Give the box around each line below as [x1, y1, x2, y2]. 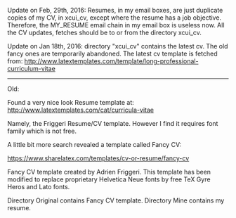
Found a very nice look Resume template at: [7, 98, 135, 106]
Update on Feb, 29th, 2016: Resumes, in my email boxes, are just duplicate [7, 6, 223, 14]
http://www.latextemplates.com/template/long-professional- [24, 57, 199, 65]
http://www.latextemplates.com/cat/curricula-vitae [7, 105, 155, 114]
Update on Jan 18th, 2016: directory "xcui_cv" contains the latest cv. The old [7, 42, 228, 50]
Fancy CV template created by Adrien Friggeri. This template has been [7, 168, 211, 176]
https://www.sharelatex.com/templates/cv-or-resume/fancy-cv [7, 154, 190, 162]
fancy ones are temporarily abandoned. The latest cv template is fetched [7, 49, 218, 58]
